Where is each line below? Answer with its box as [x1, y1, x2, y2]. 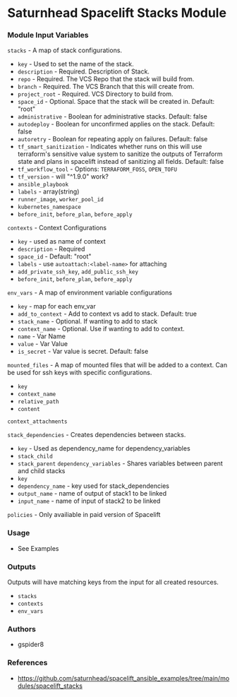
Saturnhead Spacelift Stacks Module [7, 5, 227, 21]
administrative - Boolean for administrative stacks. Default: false [17, 112, 208, 121]
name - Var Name [17, 332, 66, 340]
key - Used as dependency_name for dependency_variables [17, 444, 190, 453]
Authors [7, 624, 37, 633]
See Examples [17, 544, 59, 552]
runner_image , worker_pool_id [17, 195, 104, 203]
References [7, 658, 48, 668]
